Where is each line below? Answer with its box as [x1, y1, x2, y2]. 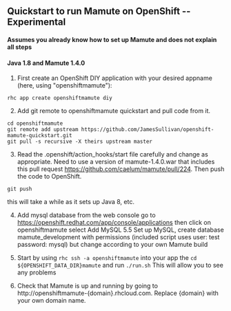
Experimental [7, 17, 66, 28]
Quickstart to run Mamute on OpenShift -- [7, 6, 191, 17]
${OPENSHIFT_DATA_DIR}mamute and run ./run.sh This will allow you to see [17, 261, 224, 270]
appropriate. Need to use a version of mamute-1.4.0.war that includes [17, 158, 215, 166]
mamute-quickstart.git [7, 132, 72, 139]
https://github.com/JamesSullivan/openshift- [81, 126, 214, 133]
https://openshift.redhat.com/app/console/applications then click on [17, 219, 212, 227]
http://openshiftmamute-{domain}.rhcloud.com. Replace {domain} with [17, 289, 219, 297]
